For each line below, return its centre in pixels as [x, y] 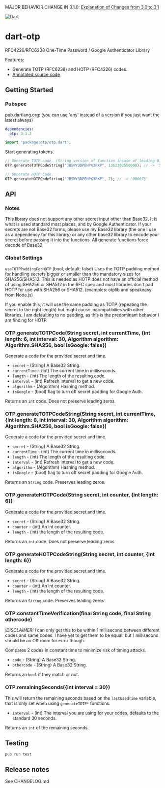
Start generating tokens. [29, 152]
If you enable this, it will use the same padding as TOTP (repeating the [76, 304]
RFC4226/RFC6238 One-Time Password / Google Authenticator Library [78, 50]
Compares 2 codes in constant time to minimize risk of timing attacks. [76, 650]
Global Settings [24, 258]
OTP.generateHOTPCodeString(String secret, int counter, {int [80, 554]
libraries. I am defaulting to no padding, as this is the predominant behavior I [82, 315]
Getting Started [29, 90]
